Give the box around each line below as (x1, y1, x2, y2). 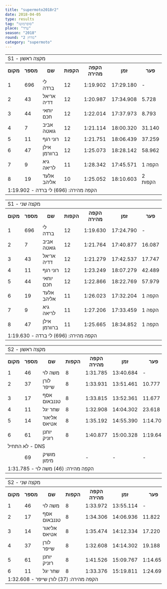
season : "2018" (5, 30, 37, 35)
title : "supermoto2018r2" (5, 7, 59, 12)
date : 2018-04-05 (5, 12, 41, 17)
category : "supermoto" (5, 40, 52, 45)
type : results (5, 16, 35, 21)
